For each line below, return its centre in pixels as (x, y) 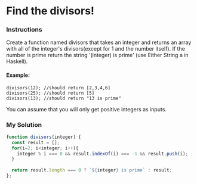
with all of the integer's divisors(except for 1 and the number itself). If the (96, 49)
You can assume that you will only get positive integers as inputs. (87, 109)
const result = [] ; (36, 142)
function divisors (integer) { (44, 137)
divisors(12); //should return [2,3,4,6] (59, 88)
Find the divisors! (50, 11)
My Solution (24, 124)
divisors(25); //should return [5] (50, 93)
